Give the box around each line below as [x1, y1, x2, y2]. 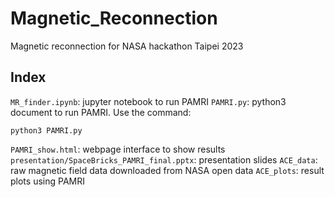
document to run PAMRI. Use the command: [10, 106, 192, 118]
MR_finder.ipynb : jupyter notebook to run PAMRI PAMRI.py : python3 [10, 95, 287, 107]
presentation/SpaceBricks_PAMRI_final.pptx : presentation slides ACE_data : [10, 153, 318, 166]
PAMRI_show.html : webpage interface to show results [10, 143, 226, 155]
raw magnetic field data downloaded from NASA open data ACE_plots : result [10, 164, 325, 176]
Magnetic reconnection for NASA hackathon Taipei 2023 [10, 40, 244, 52]
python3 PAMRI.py [10, 125, 83, 136]
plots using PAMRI [10, 175, 85, 187]
